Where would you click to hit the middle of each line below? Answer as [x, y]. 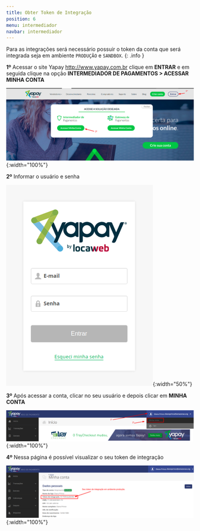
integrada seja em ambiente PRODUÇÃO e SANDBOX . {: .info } [75, 56]
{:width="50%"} [172, 384]
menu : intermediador [32, 25]
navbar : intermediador [34, 32]
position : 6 [21, 19]
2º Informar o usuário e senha [43, 177]
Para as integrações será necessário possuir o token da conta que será [93, 49]
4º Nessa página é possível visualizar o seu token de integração [85, 457]
